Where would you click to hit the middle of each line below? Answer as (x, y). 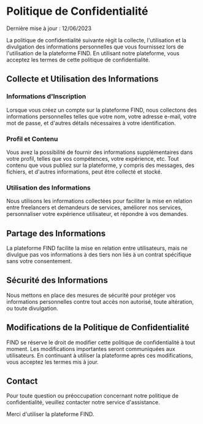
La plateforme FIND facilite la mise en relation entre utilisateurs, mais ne (97, 248)
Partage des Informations (56, 233)
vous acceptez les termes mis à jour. (53, 362)
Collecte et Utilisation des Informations (82, 79)
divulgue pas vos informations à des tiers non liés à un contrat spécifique (99, 255)
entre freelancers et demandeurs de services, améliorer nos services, (94, 207)
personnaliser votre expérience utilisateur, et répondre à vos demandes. (97, 214)
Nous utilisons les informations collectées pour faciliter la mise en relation (99, 201)
